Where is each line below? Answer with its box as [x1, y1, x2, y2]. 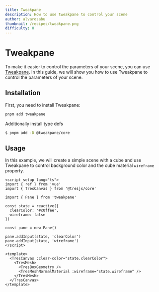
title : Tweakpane [5, 7, 41, 12]
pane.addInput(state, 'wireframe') [5, 239, 79, 244]
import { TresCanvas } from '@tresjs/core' [5, 186, 97, 191]
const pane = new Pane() [5, 225, 57, 231]
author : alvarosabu [5, 16, 46, 21]
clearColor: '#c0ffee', [9, 208, 59, 213]
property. [5, 168, 24, 174]
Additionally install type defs [5, 121, 64, 127]
